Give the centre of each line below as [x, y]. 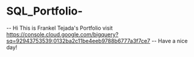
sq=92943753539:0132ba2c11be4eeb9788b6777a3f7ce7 [78, 41]
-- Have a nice [170, 41]
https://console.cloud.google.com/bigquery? [63, 34]
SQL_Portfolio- [45, 11]
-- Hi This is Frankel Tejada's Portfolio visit [59, 28]
